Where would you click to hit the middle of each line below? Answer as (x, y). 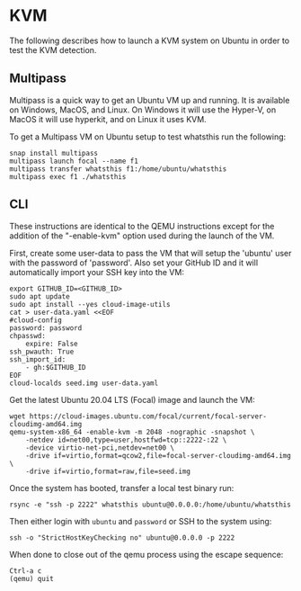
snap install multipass (54, 153)
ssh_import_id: (38, 359)
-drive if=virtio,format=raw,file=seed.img (108, 471)
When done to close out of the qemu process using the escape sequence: (146, 554)
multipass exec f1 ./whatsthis (68, 176)
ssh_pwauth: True (42, 352)
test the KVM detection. (53, 49)
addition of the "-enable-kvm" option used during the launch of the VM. (142, 236)
